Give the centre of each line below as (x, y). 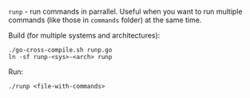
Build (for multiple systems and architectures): (84, 35)
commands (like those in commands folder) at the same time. (105, 20)
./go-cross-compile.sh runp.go (60, 50)
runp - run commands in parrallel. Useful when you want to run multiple (125, 12)
